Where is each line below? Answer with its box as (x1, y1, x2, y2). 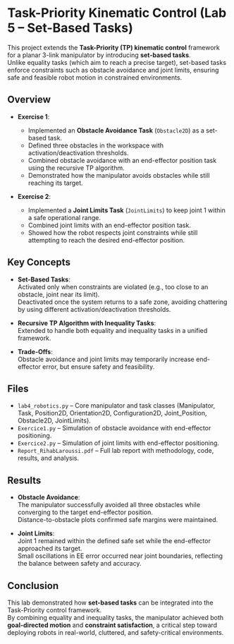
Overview (7, 94, 51, 106)
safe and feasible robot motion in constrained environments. (7, 73, 183, 82)
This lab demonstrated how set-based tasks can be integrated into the (7, 598, 214, 607)
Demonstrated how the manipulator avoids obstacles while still (27, 171, 210, 179)
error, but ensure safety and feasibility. (42, 362, 155, 371)
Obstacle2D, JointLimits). (17, 416, 92, 425)
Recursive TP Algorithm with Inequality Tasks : (17, 319, 156, 327)
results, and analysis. (17, 454, 80, 463)
